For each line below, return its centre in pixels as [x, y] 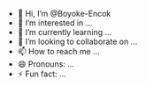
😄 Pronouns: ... [46, 64]
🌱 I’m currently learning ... [65, 32]
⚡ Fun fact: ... [42, 74]
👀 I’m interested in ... [55, 23]
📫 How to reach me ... [58, 51]
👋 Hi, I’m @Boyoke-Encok [64, 14]
